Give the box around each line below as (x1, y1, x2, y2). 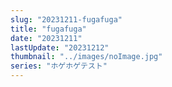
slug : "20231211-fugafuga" (10, 14, 123, 25)
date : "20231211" (10, 33, 83, 43)
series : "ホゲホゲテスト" (10, 61, 108, 71)
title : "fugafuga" (10, 24, 87, 34)
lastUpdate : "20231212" (10, 42, 110, 53)
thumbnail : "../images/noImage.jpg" (10, 52, 163, 62)
